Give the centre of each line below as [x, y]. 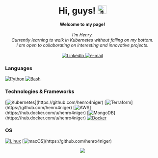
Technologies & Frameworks [40, 91]
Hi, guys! [77, 11]
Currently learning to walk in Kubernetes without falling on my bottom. [82, 40]
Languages [19, 68]
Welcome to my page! [82, 24]
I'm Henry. [82, 35]
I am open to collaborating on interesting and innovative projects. [82, 45]
